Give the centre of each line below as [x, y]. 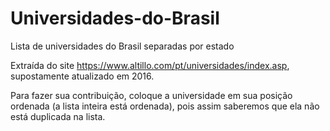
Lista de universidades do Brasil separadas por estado [122, 46]
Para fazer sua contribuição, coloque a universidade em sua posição [151, 95]
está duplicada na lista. [58, 116]
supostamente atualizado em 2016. [82, 76]
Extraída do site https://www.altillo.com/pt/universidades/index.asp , [150, 65]
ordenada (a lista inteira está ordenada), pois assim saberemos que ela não [165, 106]
